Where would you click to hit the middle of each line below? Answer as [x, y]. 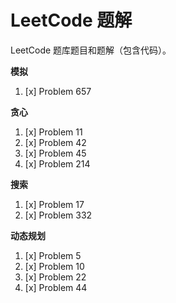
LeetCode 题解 [71, 20]
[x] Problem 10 [54, 266]
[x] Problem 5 [53, 255]
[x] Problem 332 [58, 215]
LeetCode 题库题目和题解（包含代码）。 [91, 50]
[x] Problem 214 [57, 163]
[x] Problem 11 [53, 132]
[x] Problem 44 [56, 287]
